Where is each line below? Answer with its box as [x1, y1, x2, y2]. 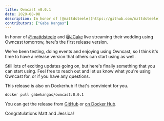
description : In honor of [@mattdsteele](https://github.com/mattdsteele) [5, 16, 161, 21]
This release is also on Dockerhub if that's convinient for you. [5, 83, 128, 89]
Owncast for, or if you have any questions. [5, 73, 90, 79]
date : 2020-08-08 [5, 12, 41, 17]
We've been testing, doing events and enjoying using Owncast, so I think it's [5, 49, 159, 54]
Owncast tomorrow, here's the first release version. [5, 39, 108, 45]
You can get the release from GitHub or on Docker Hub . [5, 101, 117, 107]
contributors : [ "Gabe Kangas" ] [5, 20, 69, 26]
